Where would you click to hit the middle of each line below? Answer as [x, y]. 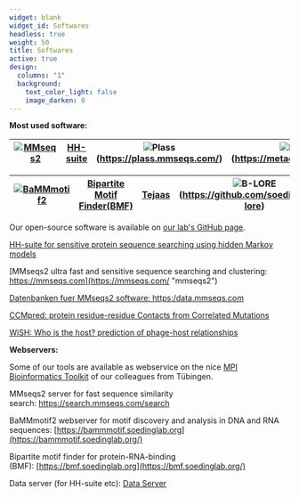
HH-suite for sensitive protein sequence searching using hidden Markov [141, 245]
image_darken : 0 [56, 100]
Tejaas [156, 195]
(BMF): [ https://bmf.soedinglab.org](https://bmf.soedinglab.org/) [128, 466]
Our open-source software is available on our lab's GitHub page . [128, 227]
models [23, 254]
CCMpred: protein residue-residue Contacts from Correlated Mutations [139, 315]
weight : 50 [29, 42]
